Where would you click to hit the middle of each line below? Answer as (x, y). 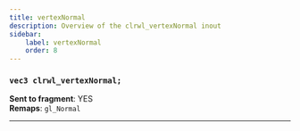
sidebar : (25, 34)
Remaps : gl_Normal (45, 109)
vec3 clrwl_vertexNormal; (66, 81)
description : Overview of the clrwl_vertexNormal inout (115, 26)
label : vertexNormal (63, 42)
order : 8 (42, 51)
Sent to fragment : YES (51, 99)
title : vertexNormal (48, 17)
